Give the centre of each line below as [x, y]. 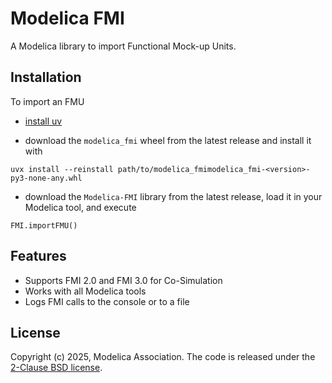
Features [38, 256]
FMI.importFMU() [44, 225]
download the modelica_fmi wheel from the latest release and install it [168, 140]
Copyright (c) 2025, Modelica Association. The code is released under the [163, 357]
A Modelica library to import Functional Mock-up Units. [123, 46]
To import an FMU [47, 101]
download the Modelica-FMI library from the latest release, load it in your [173, 196]
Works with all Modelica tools [85, 291]
